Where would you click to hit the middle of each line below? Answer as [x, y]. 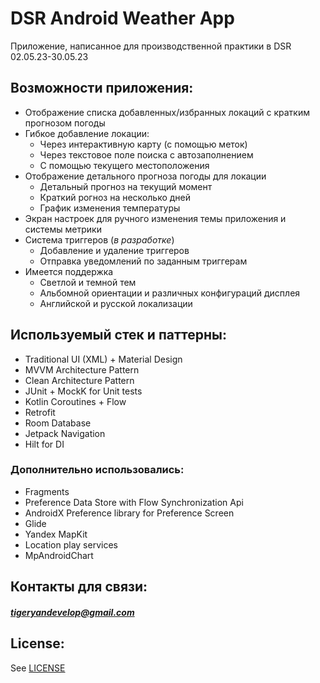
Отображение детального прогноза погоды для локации [145, 176]
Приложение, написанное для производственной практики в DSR [151, 46]
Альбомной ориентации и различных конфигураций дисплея [170, 293]
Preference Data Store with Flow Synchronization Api [134, 502]
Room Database [58, 423]
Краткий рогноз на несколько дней [115, 197]
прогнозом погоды [65, 123]
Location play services [71, 544]
